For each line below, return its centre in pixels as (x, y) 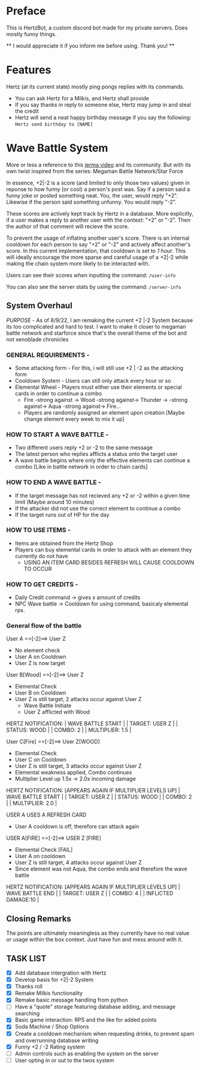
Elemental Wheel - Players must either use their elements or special (98, 387)
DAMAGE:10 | (23, 900)
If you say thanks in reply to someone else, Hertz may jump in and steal (103, 105)
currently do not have (41, 556)
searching (27, 1014)
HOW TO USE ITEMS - (38, 530)
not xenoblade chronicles (37, 339)
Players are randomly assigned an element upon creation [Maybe (104, 412)
